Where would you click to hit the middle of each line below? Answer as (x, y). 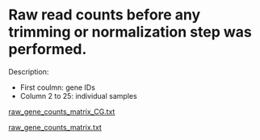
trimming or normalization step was (130, 32)
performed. (48, 49)
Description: (29, 71)
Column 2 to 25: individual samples (78, 95)
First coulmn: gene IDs (57, 87)
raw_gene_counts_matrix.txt (55, 127)
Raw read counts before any (105, 15)
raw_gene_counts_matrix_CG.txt (62, 112)
